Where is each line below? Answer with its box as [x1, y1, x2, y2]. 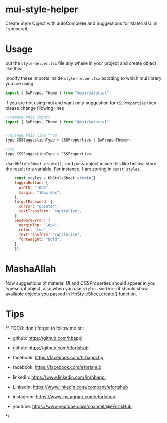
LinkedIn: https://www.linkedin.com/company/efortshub [12, 384, 128, 390]
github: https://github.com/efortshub [12, 345, 89, 351]
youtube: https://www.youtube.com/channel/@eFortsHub [12, 403, 132, 409]
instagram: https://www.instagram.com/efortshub [12, 393, 116, 400]
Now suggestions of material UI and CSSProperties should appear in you [5, 279, 156, 286]
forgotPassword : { [14, 199, 53, 204]
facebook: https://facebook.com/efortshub [12, 364, 102, 370]
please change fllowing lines [5, 105, 64, 111]
